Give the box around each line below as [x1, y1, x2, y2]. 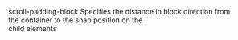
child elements [8, 24, 57, 33]
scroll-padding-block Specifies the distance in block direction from [8, 7, 231, 16]
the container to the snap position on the [8, 15, 143, 25]
